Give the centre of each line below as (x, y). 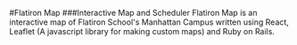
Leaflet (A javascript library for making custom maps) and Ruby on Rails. (142, 31)
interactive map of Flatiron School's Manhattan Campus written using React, (149, 22)
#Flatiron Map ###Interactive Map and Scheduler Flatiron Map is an (133, 13)
